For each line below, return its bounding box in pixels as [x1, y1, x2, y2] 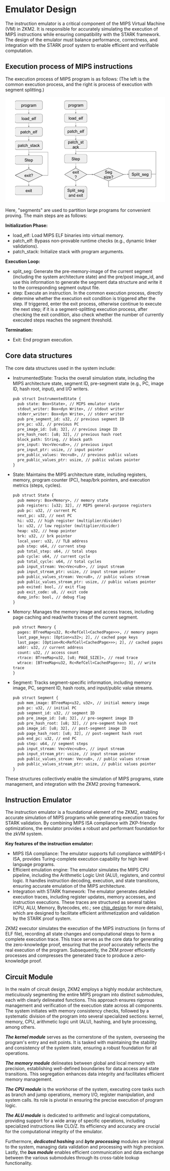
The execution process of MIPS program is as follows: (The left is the [5, 75, 150, 82]
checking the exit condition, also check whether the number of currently [12, 311, 164, 317]
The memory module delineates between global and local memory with [5, 1060, 155, 1066]
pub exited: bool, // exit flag [17, 584, 86, 590]
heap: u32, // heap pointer [17, 528, 77, 534]
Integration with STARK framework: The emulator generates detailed [12, 888, 156, 895]
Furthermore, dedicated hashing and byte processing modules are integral [5, 1138, 164, 1145]
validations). [12, 243, 39, 249]
